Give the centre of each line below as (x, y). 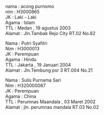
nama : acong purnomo (30, 6)
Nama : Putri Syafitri (26, 43)
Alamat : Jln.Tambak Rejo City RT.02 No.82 (50, 33)
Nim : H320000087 (25, 85)
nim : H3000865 (22, 12)
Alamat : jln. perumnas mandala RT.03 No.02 (52, 107)
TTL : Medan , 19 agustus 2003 (38, 28)
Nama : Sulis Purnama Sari (33, 80)
